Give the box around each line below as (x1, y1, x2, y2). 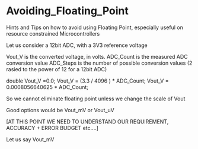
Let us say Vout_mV (6, 135, 55, 143)
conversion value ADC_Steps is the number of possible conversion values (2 (6, 59, 193, 66)
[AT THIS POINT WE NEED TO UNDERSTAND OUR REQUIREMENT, (6, 118, 169, 125)
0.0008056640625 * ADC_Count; (6, 83, 89, 90)
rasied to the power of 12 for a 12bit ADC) (6, 65, 107, 72)
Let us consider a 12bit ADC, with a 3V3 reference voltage (6, 42, 148, 49)
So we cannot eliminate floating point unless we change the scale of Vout (6, 95, 186, 102)
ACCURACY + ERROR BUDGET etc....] (6, 124, 99, 131)
